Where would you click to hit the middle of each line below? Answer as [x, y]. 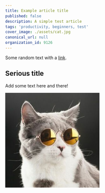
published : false [23, 16]
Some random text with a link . [36, 58]
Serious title [25, 74]
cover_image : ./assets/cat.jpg [38, 32]
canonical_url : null [27, 37]
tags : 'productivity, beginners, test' [47, 27]
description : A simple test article [43, 21]
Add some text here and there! [37, 85]
